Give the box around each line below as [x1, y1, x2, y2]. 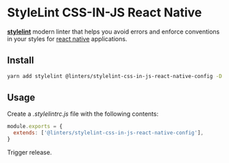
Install [7, 55, 34, 66]
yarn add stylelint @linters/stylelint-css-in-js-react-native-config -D [7, 73, 223, 79]
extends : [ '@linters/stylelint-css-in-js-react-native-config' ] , [13, 129, 204, 136]
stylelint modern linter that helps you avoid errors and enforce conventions [7, 27, 220, 36]
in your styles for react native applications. [7, 34, 128, 42]
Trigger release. [7, 149, 52, 157]
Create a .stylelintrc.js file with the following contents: [7, 110, 159, 118]
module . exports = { [7, 123, 63, 130]
